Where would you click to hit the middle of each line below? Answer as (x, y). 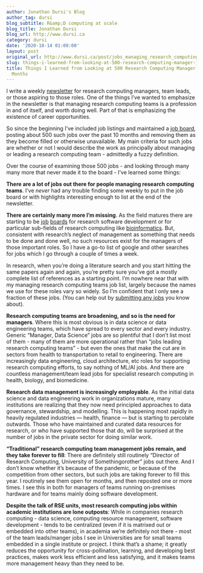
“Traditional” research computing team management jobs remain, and (96, 449)
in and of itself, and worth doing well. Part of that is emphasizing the (91, 110)
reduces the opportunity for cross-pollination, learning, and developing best (101, 551)
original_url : (24, 57)
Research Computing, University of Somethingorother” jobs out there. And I (100, 462)
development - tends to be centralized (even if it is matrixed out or (89, 525)
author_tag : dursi (29, 18)
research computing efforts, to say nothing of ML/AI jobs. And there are (95, 368)
